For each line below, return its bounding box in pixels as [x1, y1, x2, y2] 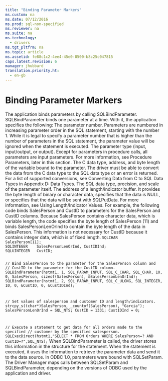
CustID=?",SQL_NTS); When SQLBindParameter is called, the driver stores [5, 338, 156, 344]
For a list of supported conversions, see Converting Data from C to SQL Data [5, 175, 163, 181]
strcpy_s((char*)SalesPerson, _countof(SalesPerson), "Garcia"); [5, 303, 144, 309]
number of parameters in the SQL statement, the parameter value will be [5, 138, 155, 144]
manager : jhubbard [5, 63, 44, 68]
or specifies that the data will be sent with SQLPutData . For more [5, 197, 139, 203]
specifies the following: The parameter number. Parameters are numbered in [5, 122, 163, 128]
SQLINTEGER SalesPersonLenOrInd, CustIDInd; [5, 244, 107, 249]
